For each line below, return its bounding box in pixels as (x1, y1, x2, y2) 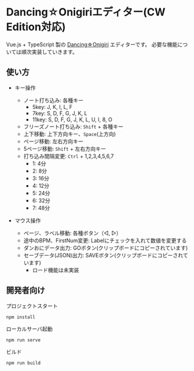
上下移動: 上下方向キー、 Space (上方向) (23, 130, 116, 137)
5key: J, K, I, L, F (32, 103, 73, 110)
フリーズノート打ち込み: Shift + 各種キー (23, 122, 124, 130)
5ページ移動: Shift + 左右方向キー (23, 145, 106, 152)
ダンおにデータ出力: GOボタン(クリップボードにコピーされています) (23, 244, 188, 251)
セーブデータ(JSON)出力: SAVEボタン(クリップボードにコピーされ (23, 251, 183, 259)
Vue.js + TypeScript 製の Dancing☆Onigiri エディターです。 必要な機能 (6, 41, 178, 48)
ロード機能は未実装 (32, 266, 80, 273)
